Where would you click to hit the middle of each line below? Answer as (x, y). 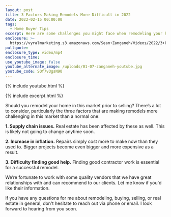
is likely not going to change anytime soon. (50, 132)
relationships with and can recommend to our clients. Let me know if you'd (83, 183)
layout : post (19, 10)
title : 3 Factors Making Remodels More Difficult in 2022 (68, 15)
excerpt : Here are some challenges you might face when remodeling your (84, 34)
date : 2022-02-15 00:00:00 (34, 19)
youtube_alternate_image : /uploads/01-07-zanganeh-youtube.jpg (74, 67)
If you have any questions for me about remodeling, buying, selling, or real (83, 198)
